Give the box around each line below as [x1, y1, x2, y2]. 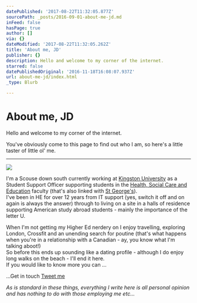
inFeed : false [6, 19, 41, 25]
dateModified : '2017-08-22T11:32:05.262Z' [6, 42, 111, 48]
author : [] [6, 31, 33, 36]
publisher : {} [6, 52, 41, 58]
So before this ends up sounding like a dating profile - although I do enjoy [6, 248, 184, 255]
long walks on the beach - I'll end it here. [6, 255, 105, 262]
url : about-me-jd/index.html [6, 74, 77, 80]
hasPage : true [6, 25, 41, 31]
